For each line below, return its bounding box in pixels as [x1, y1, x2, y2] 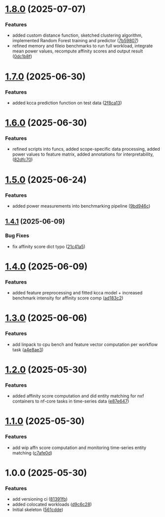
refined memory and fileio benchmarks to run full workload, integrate [12, 43, 153, 49]
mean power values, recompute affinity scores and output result [12, 48, 143, 54]
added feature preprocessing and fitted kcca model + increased [12, 290, 143, 296]
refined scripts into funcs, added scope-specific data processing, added [12, 146, 161, 152]
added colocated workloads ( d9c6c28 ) [12, 502, 92, 508]
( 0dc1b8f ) [12, 54, 33, 59]
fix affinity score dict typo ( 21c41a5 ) [12, 243, 85, 249]
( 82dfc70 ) [12, 157, 33, 163]
